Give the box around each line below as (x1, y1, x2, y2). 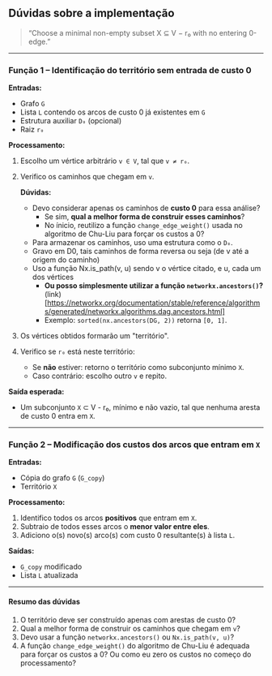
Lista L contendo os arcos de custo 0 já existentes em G (19, 107, 206, 117)
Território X (19, 482, 57, 492)
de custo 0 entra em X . (19, 411, 96, 421)
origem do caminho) (32, 255, 100, 265)
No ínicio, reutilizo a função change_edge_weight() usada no (44, 221, 243, 230)
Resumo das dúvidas (8, 596, 81, 606)
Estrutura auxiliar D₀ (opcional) (19, 116, 122, 126)
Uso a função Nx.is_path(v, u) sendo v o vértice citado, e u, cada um (32, 264, 261, 273)
